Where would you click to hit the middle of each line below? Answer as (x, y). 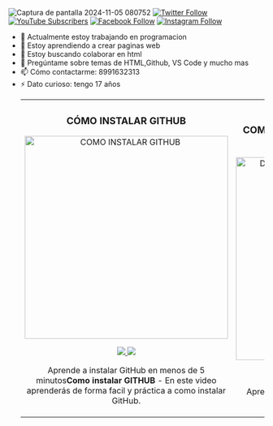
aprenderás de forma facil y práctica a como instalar (126, 391)
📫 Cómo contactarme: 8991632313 (80, 72)
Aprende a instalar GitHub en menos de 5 (126, 371)
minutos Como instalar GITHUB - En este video (126, 381)
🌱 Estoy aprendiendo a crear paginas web (90, 45)
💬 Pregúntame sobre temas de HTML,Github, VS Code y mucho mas (134, 62)
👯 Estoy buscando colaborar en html (81, 54)
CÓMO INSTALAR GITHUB (126, 121)
